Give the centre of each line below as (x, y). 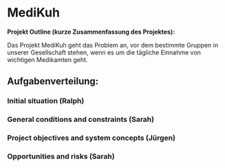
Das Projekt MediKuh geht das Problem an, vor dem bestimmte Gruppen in (113, 45)
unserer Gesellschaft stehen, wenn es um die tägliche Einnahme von (104, 52)
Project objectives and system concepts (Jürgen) (91, 138)
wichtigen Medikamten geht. (47, 59)
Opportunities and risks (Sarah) (61, 156)
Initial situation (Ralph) (46, 101)
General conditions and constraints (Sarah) (81, 120)
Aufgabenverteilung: (53, 82)
